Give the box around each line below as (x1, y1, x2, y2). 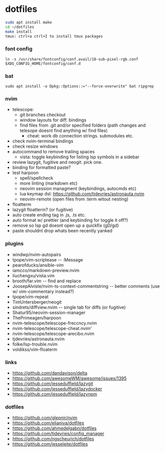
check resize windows (12, 143, 58, 149)
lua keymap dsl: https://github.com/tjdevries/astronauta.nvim (19, 191, 145, 197)
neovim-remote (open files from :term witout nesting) (19, 196, 129, 202)
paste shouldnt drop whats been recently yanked (12, 228, 112, 234)
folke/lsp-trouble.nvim (12, 341, 58, 347)
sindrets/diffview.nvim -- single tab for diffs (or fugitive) (12, 304, 126, 310)
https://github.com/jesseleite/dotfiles (12, 441, 88, 447)
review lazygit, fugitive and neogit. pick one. (12, 159, 103, 165)
